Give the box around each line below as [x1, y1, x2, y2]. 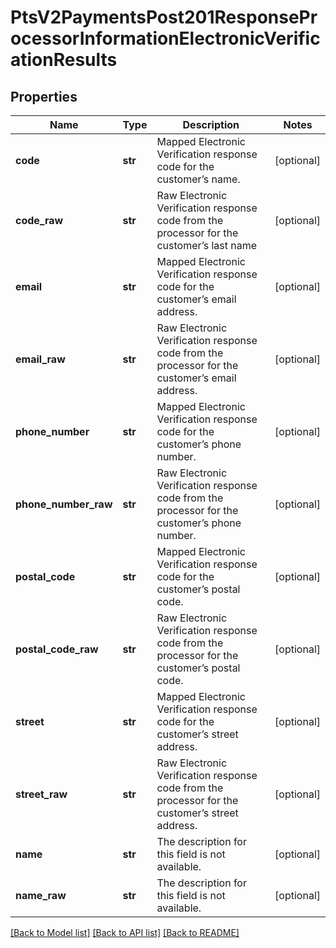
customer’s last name [156, 239, 258, 252]
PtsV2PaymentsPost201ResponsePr [10, 6, 318, 29]
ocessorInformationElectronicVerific [10, 27, 321, 50]
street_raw [15, 787, 68, 801]
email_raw [15, 352, 66, 366]
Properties [10, 88, 78, 105]
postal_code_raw [15, 642, 99, 656]
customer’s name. [156, 172, 241, 186]
